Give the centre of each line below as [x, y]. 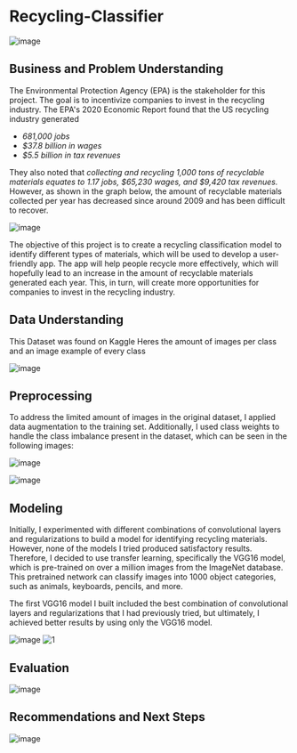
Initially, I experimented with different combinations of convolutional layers [145, 530]
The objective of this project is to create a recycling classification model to [146, 244]
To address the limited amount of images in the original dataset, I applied [142, 417]
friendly [24, 263]
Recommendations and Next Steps [108, 717]
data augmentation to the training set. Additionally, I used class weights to [144, 427]
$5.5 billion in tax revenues [72, 155]
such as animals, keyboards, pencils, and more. [96, 587]
